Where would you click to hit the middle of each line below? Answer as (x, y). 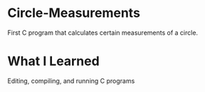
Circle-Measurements (74, 13)
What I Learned (53, 61)
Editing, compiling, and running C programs (71, 81)
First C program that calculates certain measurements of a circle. (102, 33)
